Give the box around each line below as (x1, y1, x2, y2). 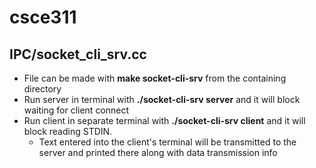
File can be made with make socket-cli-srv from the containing (23, 72, 287, 84)
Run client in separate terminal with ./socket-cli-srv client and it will (23, 115, 306, 126)
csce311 (9, 6, 77, 29)
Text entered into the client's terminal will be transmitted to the (38, 136, 297, 148)
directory (23, 83, 62, 95)
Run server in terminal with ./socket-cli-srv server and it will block (23, 94, 301, 105)
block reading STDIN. (23, 126, 113, 137)
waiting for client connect (23, 104, 130, 116)
